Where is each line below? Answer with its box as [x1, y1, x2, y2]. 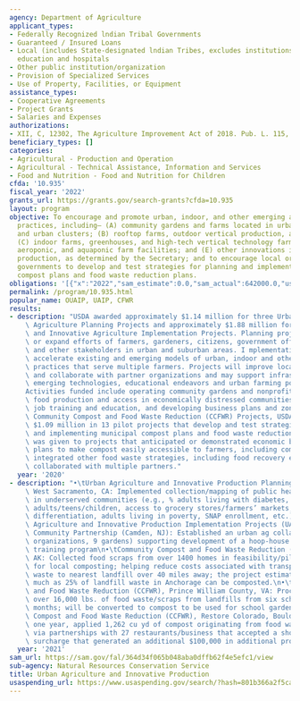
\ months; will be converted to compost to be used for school [25, 604, 266, 612]
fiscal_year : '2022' [9, 188, 87, 197]
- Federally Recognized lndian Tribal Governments [9, 30, 202, 38]
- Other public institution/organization [9, 63, 166, 72]
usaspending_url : [9, 678, 74, 687]
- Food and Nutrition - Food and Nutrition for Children [9, 171, 226, 180]
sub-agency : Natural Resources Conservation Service [9, 662, 210, 671]
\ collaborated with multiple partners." [25, 462, 181, 471]
